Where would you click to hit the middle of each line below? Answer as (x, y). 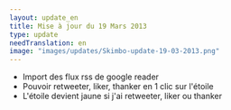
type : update (34, 34)
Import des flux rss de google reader (91, 77)
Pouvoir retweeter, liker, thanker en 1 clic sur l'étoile (118, 87)
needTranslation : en (48, 43)
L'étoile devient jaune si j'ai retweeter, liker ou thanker (122, 96)
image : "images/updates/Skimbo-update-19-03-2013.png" (115, 51)
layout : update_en (44, 18)
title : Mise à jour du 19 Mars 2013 (78, 26)
